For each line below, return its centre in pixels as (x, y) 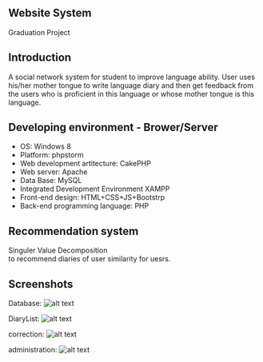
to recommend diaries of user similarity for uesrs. (90, 259)
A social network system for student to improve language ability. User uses (132, 77)
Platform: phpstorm (52, 155)
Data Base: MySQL (51, 181)
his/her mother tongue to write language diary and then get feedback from (131, 85)
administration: (33, 350)
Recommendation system (74, 231)
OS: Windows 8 (46, 146)
